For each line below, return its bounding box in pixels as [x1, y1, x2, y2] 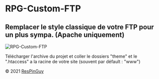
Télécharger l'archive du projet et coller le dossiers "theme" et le [5, 53, 138, 59]
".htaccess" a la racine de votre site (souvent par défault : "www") [5, 59, 141, 65]
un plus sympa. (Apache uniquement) [5, 30, 125, 39]
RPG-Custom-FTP [5, 3, 81, 14]
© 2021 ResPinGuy [5, 68, 44, 74]
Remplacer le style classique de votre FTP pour [5, 23, 154, 31]
